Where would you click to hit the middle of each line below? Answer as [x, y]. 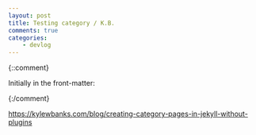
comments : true [33, 30]
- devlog [37, 45]
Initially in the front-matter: [52, 83]
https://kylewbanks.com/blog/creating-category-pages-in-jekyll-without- [128, 114]
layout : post [30, 15]
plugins [20, 122]
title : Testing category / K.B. [61, 23]
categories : [28, 38]
